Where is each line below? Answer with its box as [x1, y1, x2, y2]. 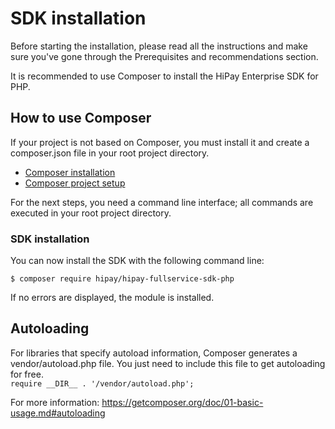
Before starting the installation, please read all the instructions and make [10, 40, 308, 52]
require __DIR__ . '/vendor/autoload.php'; [10, 378, 195, 389]
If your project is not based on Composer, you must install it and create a [10, 136, 310, 148]
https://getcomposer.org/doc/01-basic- [101, 396, 264, 408]
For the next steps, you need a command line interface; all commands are [10, 196, 314, 208]
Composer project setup [24, 177, 126, 189]
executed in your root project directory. [10, 207, 172, 219]
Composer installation [24, 166, 116, 178]
